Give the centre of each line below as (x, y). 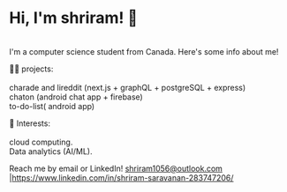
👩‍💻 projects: (31, 69)
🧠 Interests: (30, 123)
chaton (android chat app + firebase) (76, 97)
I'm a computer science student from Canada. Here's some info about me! (144, 51)
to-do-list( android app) (52, 106)
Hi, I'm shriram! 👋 (74, 18)
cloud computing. (41, 142)
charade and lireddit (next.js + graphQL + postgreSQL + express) (128, 87)
